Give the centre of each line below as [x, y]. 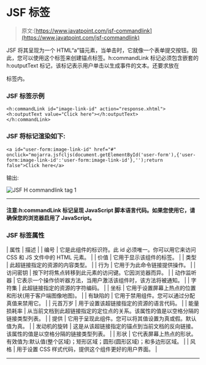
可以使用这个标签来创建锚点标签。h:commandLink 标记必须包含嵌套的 [111, 58]
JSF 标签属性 [25, 235]
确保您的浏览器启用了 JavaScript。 [51, 218]
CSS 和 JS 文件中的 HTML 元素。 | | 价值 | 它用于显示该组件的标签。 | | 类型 [101, 257]
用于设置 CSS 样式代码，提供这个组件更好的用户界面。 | [87, 349]
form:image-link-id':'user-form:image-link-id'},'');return [85, 160]
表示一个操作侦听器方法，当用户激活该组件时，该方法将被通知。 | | [106, 280]
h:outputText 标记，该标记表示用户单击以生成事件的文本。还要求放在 [93, 66]
